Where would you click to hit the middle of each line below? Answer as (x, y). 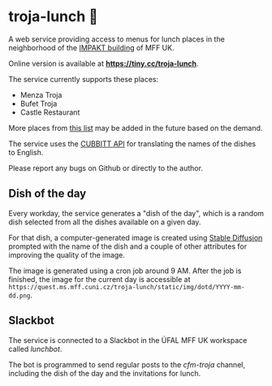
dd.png (19, 296)
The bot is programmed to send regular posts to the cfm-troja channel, (127, 364)
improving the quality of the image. (67, 254)
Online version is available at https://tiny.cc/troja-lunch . (104, 63)
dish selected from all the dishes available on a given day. (105, 222)
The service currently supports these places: (84, 79)
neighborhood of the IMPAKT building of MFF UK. (91, 47)
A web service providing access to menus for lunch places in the (117, 39)
